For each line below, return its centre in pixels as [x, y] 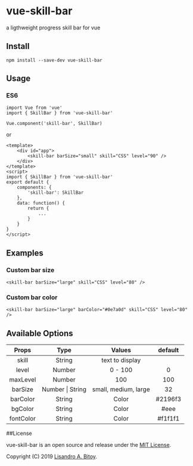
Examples [25, 253]
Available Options [40, 333]
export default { [28, 182]
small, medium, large [121, 389]
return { [38, 208]
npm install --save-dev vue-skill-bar [54, 60]
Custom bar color [32, 297]
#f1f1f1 [169, 419]
